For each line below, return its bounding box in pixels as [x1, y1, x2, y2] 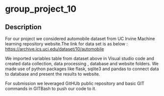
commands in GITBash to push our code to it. [5, 86, 96, 91]
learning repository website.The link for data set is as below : [5, 41, 128, 47]
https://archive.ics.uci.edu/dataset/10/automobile [5, 46, 104, 52]
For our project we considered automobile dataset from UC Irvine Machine [5, 36, 155, 41]
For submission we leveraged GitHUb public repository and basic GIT [5, 80, 144, 86]
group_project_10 [5, 3, 77, 15]
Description [5, 23, 42, 31]
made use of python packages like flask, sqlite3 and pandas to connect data [5, 66, 159, 72]
